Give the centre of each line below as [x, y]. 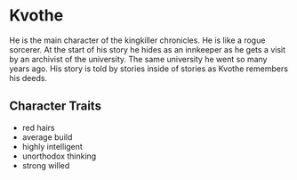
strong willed [46, 165]
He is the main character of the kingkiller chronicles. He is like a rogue [137, 40]
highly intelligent [52, 146]
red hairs [38, 127]
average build [47, 137]
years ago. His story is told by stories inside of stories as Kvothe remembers [149, 69]
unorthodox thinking [59, 156]
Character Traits [56, 106]
